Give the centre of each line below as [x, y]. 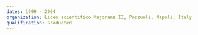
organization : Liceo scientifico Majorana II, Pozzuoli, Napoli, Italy [99, 17]
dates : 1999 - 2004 [31, 12]
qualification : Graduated [39, 23]
